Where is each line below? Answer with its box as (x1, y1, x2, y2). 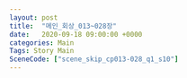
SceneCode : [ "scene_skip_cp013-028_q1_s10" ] (9, 55, 179, 64)
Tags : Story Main (9, 47, 75, 56)
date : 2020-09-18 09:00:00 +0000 (9, 30, 143, 39)
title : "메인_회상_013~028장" (9, 22, 117, 30)
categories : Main (9, 38, 75, 48)
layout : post (9, 13, 58, 22)
